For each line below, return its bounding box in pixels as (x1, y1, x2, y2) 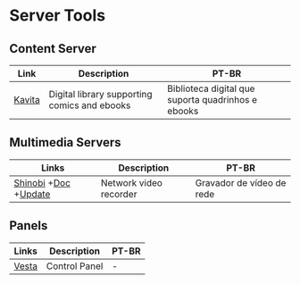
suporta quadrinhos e (167, 94, 257, 105)
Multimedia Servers (9, 135, 121, 150)
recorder (100, 188, 137, 200)
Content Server (9, 41, 96, 56)
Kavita (13, 94, 40, 105)
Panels (9, 218, 48, 233)
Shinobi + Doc (13, 176, 71, 188)
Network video (100, 176, 163, 188)
